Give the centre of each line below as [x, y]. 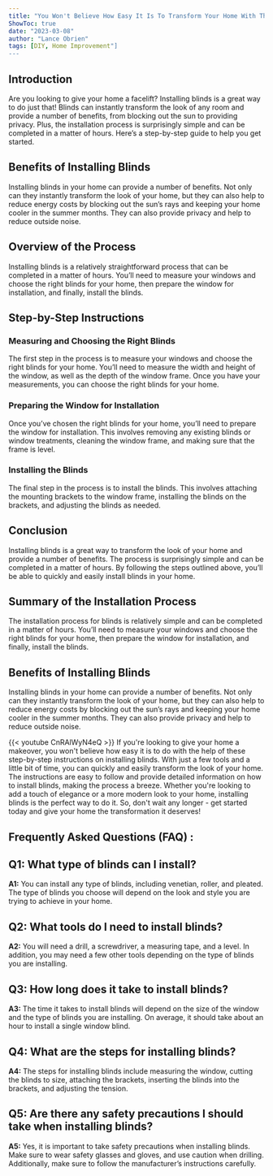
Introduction [41, 79]
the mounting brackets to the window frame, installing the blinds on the [128, 496]
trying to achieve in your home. [61, 901]
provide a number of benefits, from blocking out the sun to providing [123, 115]
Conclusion [38, 531]
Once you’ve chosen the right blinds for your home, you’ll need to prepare [132, 423]
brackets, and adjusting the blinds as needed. [84, 505]
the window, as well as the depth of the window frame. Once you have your [134, 376]
